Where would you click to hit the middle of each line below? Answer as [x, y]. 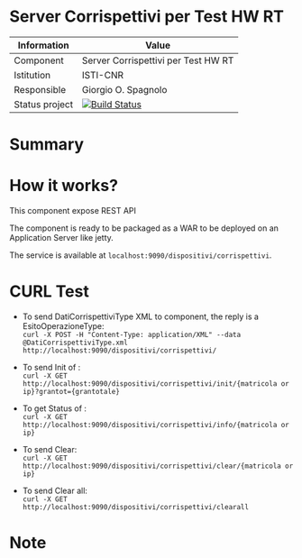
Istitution [32, 75]
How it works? [64, 186]
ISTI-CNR [103, 75]
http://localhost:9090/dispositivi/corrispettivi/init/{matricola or [156, 384]
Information [43, 45]
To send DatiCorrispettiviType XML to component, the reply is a [141, 316]
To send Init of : [51, 367]
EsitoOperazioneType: [64, 326]
